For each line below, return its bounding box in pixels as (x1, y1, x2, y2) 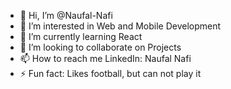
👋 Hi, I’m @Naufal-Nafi (19, 10, 113, 21)
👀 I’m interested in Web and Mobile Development (19, 20, 222, 32)
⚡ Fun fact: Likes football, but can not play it (19, 68, 202, 79)
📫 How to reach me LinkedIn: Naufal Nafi (19, 53, 192, 64)
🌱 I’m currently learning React (19, 31, 143, 42)
